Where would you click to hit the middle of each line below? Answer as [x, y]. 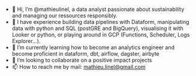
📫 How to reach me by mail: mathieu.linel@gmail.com [79, 67]
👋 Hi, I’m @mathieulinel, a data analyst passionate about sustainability [98, 9]
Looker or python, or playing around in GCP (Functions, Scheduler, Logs [101, 35]
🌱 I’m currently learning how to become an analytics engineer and [93, 47]
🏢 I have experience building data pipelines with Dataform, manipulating [101, 22]
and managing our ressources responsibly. [65, 16]
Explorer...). [26, 41]
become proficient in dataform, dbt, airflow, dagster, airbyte [86, 54]
